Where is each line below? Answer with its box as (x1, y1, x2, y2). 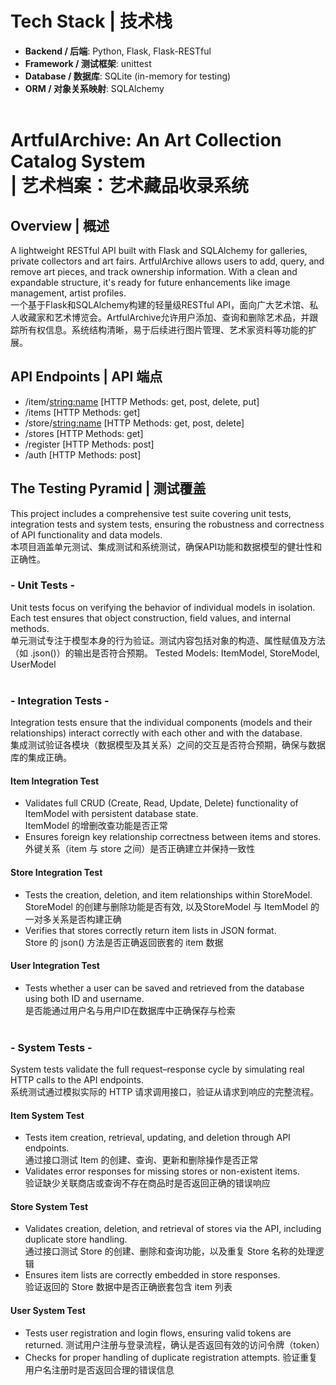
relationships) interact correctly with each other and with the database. (10, 727, 303, 739)
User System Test (10, 1305, 86, 1317)
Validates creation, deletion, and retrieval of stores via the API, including (24, 1223, 322, 1235)
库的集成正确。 (10, 752, 72, 764)
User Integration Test (10, 960, 101, 972)
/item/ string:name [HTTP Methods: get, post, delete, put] (24, 395, 260, 407)
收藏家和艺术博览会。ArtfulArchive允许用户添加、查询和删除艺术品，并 (18, 311, 310, 323)
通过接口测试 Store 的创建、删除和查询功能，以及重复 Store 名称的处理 (24, 1245, 316, 1257)
